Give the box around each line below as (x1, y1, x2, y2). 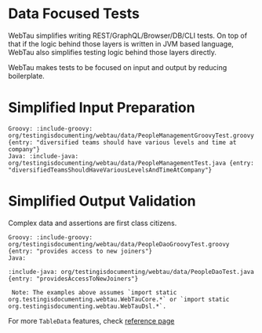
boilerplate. (8, 71, 45, 80)
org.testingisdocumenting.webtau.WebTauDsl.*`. (8, 302, 167, 310)
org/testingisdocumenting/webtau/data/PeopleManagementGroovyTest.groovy (8, 131, 255, 139)
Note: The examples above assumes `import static (11, 288, 177, 296)
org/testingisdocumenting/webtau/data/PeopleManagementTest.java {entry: (8, 159, 255, 167)
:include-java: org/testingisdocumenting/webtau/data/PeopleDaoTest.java (8, 268, 255, 276)
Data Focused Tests (8, 5, 140, 23)
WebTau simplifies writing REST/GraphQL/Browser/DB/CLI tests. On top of (8, 31, 248, 40)
